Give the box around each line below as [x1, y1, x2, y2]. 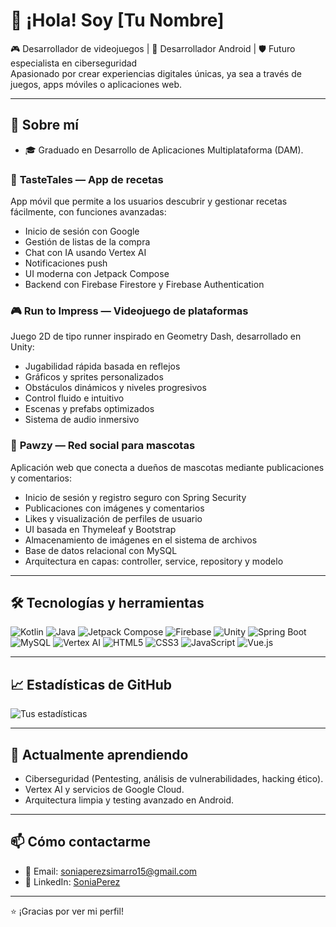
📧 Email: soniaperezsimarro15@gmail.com [24, 865, 198, 877]
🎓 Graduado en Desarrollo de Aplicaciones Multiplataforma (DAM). [24, 144, 304, 156]
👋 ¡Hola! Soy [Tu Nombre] [10, 9, 225, 32]
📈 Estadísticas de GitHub [10, 676, 173, 693]
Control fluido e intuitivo [24, 392, 125, 404]
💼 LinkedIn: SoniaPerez [24, 875, 121, 888]
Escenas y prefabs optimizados [24, 403, 155, 415]
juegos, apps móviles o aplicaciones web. [10, 78, 183, 90]
